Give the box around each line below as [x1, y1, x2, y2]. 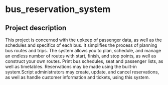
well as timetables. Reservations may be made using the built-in [5, 64, 137, 69]
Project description [5, 24, 67, 32]
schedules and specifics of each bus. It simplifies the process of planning [5, 42, 157, 48]
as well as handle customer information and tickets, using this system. [5, 74, 150, 80]
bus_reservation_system [5, 4, 111, 15]
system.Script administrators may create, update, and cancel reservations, [5, 69, 159, 75]
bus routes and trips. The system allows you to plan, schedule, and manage [5, 48, 161, 53]
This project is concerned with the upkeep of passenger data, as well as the [5, 37, 162, 43]
